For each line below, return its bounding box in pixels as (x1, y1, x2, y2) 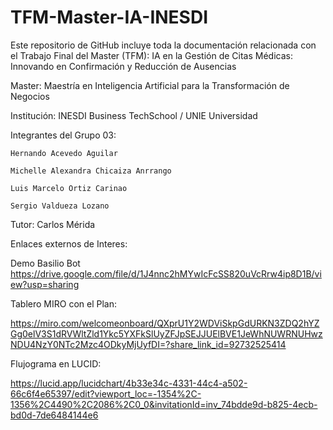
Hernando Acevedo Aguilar (10, 148, 118, 158)
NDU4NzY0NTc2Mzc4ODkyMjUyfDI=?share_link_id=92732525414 (10, 338, 287, 350)
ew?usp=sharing (10, 278, 80, 290)
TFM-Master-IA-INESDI (10, 6, 209, 29)
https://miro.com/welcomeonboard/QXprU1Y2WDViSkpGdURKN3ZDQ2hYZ (10, 317, 320, 329)
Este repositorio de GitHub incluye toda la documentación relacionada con (10, 39, 317, 51)
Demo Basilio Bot (10, 257, 81, 269)
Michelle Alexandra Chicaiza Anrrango (10, 166, 172, 176)
